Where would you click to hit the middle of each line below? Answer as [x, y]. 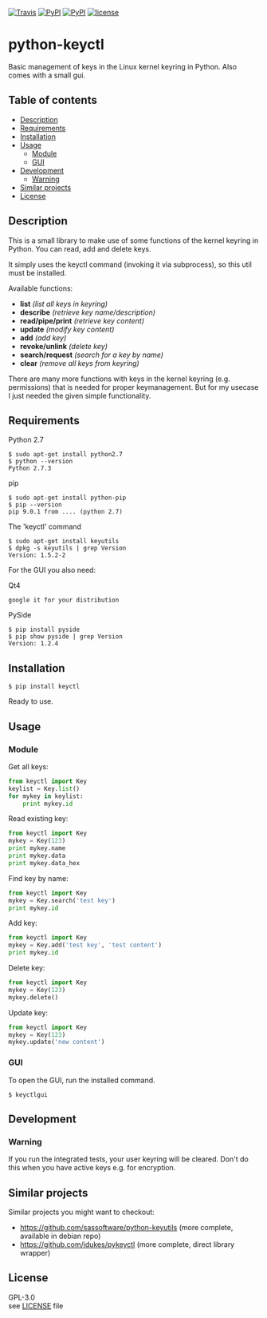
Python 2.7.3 [30, 468]
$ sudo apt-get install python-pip [67, 498]
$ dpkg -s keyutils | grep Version [67, 548]
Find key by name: [39, 878]
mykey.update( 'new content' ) [57, 1042]
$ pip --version [35, 505]
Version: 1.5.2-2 [37, 555]
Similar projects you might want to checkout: [82, 1212]
